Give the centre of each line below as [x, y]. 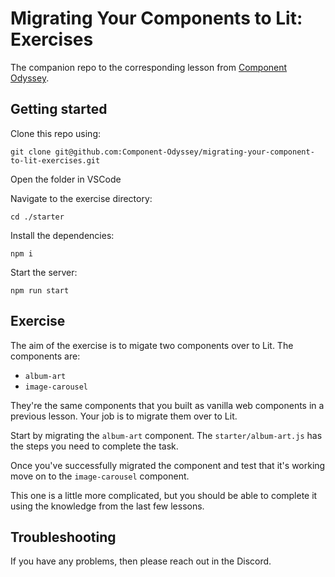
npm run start [40, 290]
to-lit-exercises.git [55, 160]
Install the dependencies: [62, 235]
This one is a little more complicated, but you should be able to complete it [164, 495]
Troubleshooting [63, 537]
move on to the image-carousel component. [100, 476]
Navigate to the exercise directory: [81, 198]
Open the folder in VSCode [66, 179]
